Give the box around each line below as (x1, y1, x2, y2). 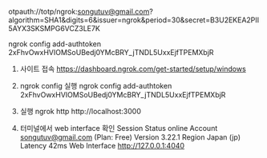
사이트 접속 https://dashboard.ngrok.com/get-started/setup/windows (19, 64, 246, 73)
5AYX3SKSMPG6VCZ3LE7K (8, 24, 100, 33)
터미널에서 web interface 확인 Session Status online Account (19, 124, 218, 132)
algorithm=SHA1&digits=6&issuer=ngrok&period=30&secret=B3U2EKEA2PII (8, 15, 260, 25)
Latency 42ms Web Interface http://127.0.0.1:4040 (19, 141, 185, 150)
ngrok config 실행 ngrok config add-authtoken (19, 81, 172, 90)
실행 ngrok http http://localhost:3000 (19, 107, 142, 116)
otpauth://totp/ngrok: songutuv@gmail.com (8, 7, 150, 16)
